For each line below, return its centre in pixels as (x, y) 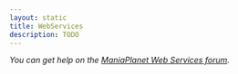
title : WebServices (47, 26)
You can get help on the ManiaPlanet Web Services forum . (119, 60)
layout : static (38, 18)
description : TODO (44, 34)
